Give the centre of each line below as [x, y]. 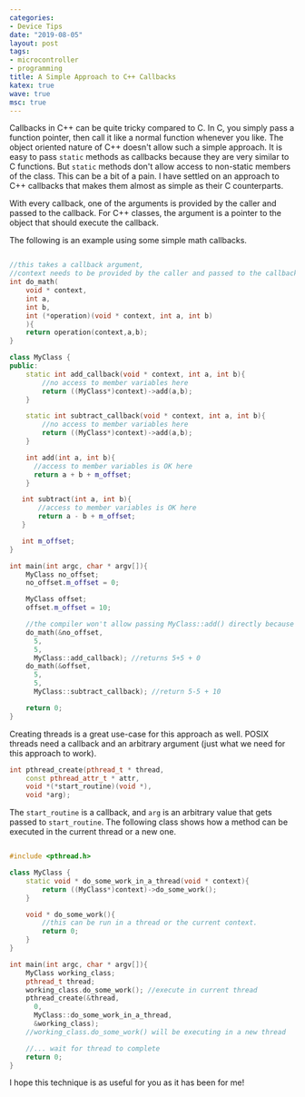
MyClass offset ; [57, 599]
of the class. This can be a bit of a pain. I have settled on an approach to [144, 176]
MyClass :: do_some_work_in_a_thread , [103, 1015]
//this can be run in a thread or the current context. [150, 923]
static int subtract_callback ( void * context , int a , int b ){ [146, 416]
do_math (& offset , [59, 667]
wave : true [30, 94]
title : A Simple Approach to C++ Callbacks [93, 77]
